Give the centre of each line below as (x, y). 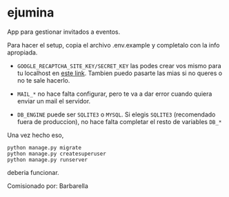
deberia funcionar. (33, 172)
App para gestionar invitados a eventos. (64, 32)
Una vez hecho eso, (36, 135)
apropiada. (22, 52)
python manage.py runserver (48, 160)
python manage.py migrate (44, 147)
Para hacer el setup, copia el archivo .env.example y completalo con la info (113, 45)
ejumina (31, 13)
